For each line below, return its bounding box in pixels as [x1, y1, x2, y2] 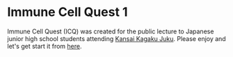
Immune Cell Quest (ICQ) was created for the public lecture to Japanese [7, 27, 214, 35]
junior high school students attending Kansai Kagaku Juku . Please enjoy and [7, 34, 226, 42]
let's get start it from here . [7, 42, 82, 50]
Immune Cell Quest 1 [7, 4, 128, 20]
